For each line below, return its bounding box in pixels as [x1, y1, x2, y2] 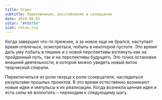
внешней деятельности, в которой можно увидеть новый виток [5, 60, 138, 65]
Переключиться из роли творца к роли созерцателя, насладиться [5, 74, 143, 80]
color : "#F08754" [5, 20, 40, 26]
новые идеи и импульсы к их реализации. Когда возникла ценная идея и [5, 84, 157, 90]
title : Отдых [5, 7, 32, 12]
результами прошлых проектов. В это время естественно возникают [5, 79, 150, 85]
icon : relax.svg [5, 25, 38, 30]
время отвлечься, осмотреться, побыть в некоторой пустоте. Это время [5, 44, 157, 50]
